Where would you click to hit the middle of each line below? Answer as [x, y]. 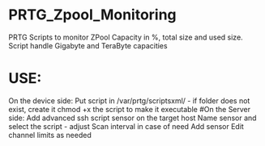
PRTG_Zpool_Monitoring [92, 15]
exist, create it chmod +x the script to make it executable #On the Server [130, 109]
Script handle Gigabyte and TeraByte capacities [88, 45]
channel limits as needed [50, 135]
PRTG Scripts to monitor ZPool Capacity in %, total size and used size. [126, 37]
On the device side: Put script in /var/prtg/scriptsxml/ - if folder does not [129, 100]
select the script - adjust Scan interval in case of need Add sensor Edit [126, 126]
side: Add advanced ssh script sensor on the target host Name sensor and [132, 118]
